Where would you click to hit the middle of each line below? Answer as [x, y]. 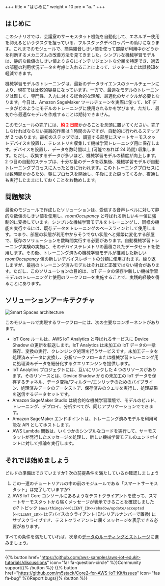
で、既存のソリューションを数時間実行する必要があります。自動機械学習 [78, 240]
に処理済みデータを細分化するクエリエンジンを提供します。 [72, 364]
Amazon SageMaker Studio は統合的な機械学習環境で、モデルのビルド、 [85, 400]
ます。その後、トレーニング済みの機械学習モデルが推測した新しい [80, 253]
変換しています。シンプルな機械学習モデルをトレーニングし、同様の [86, 222]
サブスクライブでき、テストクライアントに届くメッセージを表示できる [83, 520]
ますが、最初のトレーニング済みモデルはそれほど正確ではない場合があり [82, 265]
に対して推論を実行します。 [49, 443]
